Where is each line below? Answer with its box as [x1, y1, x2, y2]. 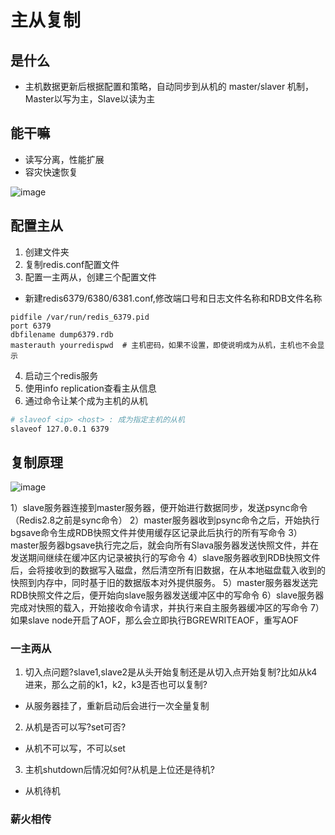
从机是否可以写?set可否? [24, 721, 127, 733]
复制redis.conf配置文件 [24, 258, 120, 270]
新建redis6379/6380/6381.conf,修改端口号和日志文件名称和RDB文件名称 [24, 292, 323, 304]
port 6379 [10, 321, 52, 331]
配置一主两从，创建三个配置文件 [24, 271, 157, 283]
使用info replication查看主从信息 [24, 382, 157, 394]
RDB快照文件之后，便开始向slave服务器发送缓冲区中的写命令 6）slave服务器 [10, 589, 325, 601]
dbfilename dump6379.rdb [10, 329, 114, 340]
